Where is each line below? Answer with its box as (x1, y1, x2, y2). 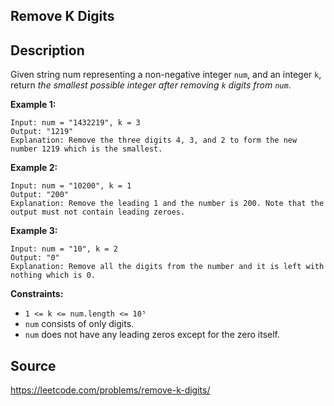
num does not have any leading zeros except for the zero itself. (24, 329, 280, 341)
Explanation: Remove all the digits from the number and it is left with (10, 262, 325, 272)
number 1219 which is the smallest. (10, 144, 163, 154)
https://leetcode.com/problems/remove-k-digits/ (10, 384, 211, 396)
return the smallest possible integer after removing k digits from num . (10, 79, 292, 91)
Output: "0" (10, 253, 60, 263)
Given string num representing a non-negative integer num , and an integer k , (10, 69, 322, 81)
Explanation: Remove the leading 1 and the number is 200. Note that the (10, 199, 325, 209)
